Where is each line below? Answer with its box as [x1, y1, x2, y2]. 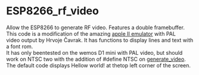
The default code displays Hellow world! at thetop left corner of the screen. [6, 61, 191, 69]
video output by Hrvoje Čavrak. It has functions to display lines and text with [6, 36, 194, 43]
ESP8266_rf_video [6, 4, 99, 18]
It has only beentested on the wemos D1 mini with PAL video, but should [6, 49, 183, 56]
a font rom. [6, 43, 33, 50]
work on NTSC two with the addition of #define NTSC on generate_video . [6, 55, 186, 62]
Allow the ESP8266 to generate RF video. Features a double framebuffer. [6, 24, 185, 31]
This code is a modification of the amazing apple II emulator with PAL [6, 30, 176, 37]
